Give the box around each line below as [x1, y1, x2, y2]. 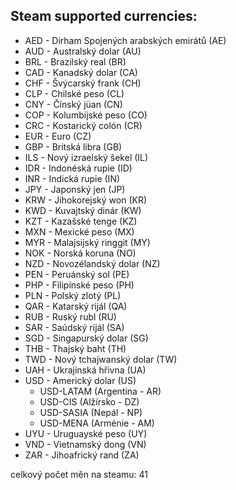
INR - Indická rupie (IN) [24, 172, 121, 184]
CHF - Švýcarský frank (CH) [24, 77, 142, 89]
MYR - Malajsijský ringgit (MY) [24, 236, 151, 248]
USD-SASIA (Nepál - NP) [39, 406, 143, 418]
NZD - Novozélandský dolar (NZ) [24, 257, 161, 269]
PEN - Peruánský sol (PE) [24, 268, 130, 280]
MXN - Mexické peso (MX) [24, 225, 135, 238]
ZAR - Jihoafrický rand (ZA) [24, 449, 140, 461]
